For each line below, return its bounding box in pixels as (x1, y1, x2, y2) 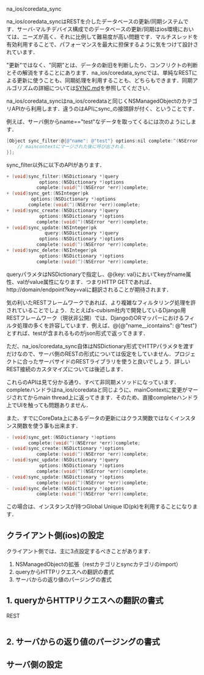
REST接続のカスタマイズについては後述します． (6, 365, 126, 373)
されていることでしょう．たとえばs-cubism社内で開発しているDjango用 (6, 306, 186, 314)
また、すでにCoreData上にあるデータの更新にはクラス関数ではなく (6, 414, 175, 422)
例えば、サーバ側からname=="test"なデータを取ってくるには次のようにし (6, 118, 191, 125)
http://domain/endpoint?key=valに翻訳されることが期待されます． (6, 286, 172, 293)
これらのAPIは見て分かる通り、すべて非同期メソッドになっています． (6, 378, 180, 386)
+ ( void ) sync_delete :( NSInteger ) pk (6, 247, 97, 253)
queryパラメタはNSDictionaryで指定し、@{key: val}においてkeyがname (6, 270, 186, 278)
